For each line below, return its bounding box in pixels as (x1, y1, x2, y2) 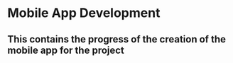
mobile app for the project (7, 44, 124, 56)
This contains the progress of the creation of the (7, 33, 226, 45)
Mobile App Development (7, 5, 161, 21)
